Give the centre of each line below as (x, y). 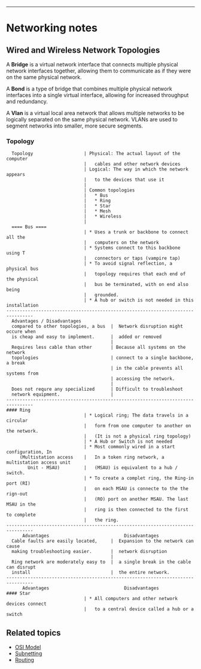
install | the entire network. (91, 573)
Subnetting (28, 653)
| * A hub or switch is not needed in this (139, 300)
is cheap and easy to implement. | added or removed (87, 337)
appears (16, 175)
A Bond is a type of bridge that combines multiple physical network (89, 89)
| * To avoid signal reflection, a (128, 264)
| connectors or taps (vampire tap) (132, 259)
